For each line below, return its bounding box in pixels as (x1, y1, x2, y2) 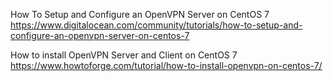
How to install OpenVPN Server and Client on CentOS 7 (10, 49, 238, 61)
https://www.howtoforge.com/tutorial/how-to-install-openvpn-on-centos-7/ (10, 60, 323, 71)
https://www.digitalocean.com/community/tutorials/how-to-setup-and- (10, 19, 303, 31)
